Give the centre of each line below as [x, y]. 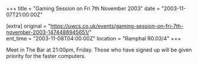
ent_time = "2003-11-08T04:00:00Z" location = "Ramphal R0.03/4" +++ [94, 38]
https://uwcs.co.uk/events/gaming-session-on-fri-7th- [117, 26]
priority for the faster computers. [46, 56]
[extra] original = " [28, 26]
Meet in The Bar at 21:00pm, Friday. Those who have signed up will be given [99, 50]
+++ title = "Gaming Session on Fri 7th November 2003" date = [83, 8]
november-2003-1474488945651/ [48, 32]
